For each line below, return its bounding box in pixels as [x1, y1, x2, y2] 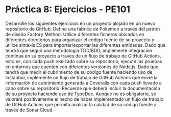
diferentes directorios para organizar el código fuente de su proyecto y [5, 37, 155, 43]
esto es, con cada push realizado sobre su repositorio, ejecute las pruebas [5, 58, 162, 64]
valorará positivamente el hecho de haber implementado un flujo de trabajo [5, 96, 164, 102]
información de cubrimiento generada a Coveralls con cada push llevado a [5, 80, 162, 86]
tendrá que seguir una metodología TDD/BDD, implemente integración [5, 47, 153, 53]
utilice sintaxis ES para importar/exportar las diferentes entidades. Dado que [5, 42, 166, 48]
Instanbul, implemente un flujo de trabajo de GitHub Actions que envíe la [5, 74, 158, 80]
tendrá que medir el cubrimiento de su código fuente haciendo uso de [5, 69, 153, 75]
